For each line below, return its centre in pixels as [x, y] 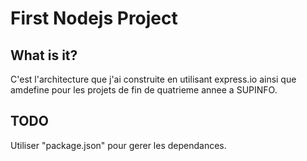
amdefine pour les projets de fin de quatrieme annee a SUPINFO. [144, 90]
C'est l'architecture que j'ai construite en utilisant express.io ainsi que [153, 79]
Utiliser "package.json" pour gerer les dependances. [118, 145]
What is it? [44, 55]
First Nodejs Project [94, 18]
